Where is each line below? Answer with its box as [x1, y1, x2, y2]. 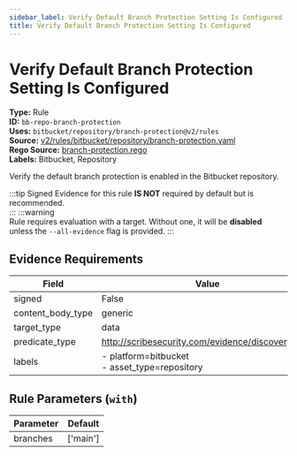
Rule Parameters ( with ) [9, 391, 138, 407]
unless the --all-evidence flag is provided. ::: [9, 226, 174, 237]
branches [13, 432, 53, 445]
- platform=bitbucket [101, 350, 190, 362]
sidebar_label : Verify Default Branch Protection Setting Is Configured [9, 12, 283, 22]
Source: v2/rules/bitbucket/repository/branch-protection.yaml [9, 135, 236, 146]
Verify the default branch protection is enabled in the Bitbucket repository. [9, 171, 279, 182]
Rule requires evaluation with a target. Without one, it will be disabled [9, 217, 263, 227]
